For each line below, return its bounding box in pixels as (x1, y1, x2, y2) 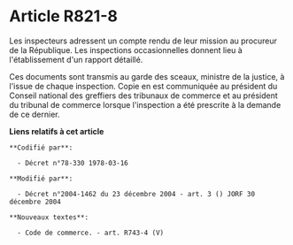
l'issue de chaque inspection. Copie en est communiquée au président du (9, 80, 278, 91)
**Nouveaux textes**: (9, 212, 89, 222)
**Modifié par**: (9, 174, 73, 183)
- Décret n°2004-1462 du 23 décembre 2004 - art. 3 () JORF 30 (17, 189, 255, 198)
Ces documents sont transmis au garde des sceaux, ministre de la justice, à (9, 71, 285, 81)
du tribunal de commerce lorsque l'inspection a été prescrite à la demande (9, 99, 281, 110)
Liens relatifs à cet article (9, 126, 104, 136)
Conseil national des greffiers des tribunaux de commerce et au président (9, 90, 279, 101)
